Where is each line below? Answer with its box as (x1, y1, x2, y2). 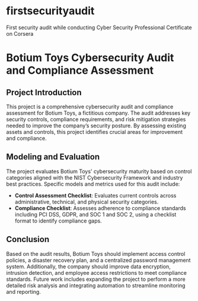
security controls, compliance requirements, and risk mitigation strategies (6, 115, 186, 123)
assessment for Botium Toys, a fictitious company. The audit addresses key (6, 109, 191, 117)
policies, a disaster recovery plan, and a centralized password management (6, 256, 191, 264)
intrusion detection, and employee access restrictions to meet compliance (6, 269, 187, 276)
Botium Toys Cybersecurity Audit (6, 51, 174, 65)
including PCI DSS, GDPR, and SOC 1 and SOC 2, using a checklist (14, 211, 177, 218)
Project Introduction (6, 87, 82, 98)
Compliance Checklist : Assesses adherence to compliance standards (14, 204, 186, 212)
